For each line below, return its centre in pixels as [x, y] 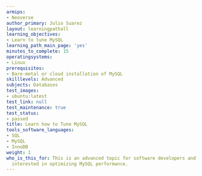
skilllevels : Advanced [35, 79]
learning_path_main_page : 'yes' [47, 46]
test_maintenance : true [36, 107]
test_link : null [27, 102]
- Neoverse [20, 18]
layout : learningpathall [37, 29]
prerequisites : [25, 68]
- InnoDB [17, 147]
